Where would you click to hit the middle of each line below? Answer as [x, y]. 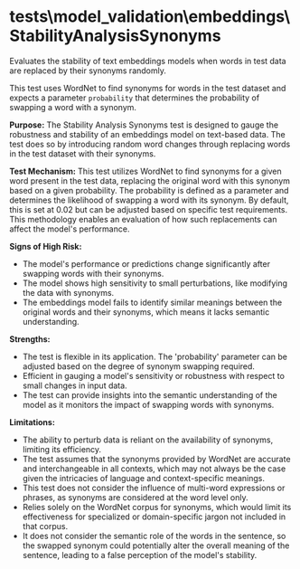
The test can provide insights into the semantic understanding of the [150, 394]
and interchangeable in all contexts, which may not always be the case [154, 469]
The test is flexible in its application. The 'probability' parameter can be [155, 356]
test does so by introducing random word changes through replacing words [150, 144]
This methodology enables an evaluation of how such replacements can [143, 219]
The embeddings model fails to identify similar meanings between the [152, 302]
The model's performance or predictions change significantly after [146, 263]
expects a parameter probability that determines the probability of [135, 98]
